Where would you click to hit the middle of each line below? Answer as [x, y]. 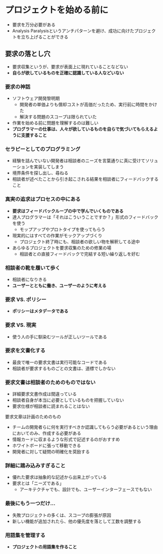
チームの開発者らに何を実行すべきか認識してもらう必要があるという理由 [85, 427]
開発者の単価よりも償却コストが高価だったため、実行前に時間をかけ [88, 105]
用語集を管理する [25, 535]
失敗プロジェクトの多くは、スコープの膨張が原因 [62, 515]
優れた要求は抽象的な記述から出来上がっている [59, 477]
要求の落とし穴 [28, 54]
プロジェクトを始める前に [57, 10]
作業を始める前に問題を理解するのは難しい [55, 123]
